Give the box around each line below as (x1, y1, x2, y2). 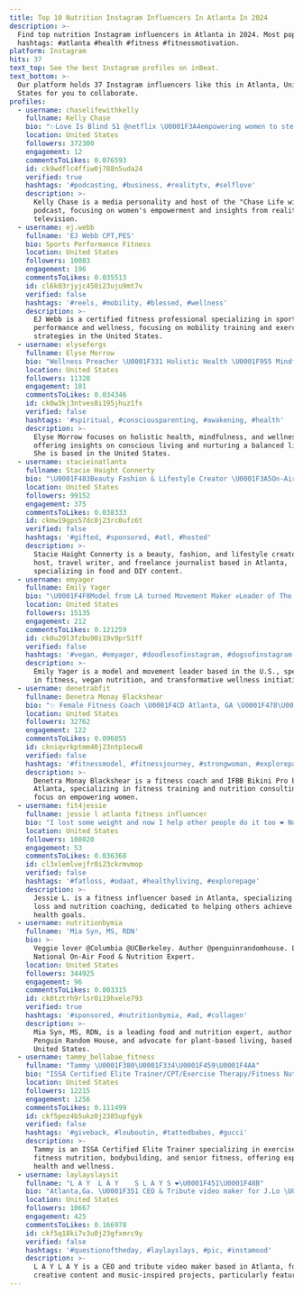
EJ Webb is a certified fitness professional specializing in (32, 315, 272, 325)
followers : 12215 (25, 1086, 91, 1096)
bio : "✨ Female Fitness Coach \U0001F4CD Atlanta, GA (25, 701, 234, 710)
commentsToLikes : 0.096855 (25, 734, 127, 744)
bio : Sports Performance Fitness (25, 240, 151, 249)
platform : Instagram (9, 47, 87, 56)
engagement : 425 (25, 1212, 87, 1221)
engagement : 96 (25, 977, 83, 987)
